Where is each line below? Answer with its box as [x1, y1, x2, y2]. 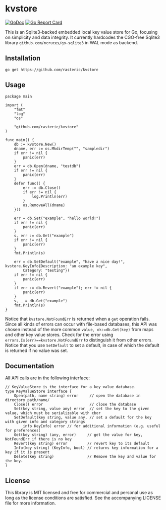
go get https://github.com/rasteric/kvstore [5, 67, 99, 72]
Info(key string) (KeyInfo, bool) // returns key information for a [14, 445, 159, 450]
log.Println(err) [31, 194, 68, 199]
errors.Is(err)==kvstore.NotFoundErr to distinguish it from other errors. [5, 337, 153, 343]
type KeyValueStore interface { [5, 389, 72, 394]
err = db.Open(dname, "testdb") [14, 164, 81, 169]
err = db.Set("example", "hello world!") [14, 216, 101, 221]
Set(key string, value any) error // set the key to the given [14, 406, 150, 412]
